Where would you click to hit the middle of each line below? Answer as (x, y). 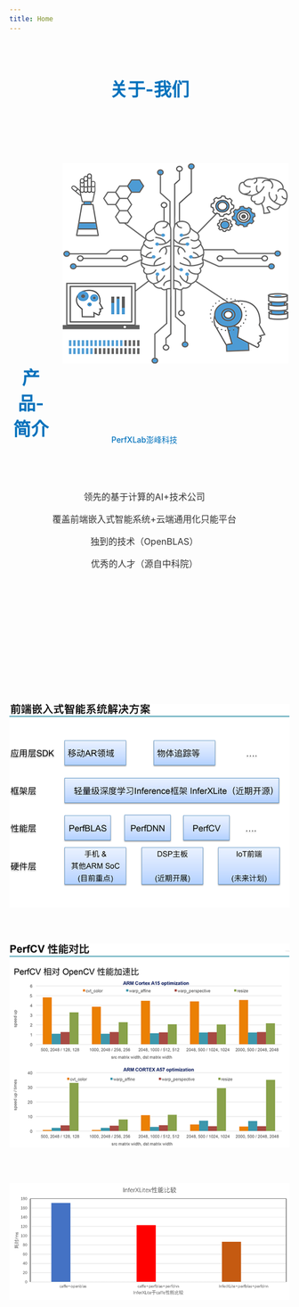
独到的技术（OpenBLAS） (144, 542)
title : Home (31, 19)
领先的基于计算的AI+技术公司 (144, 497)
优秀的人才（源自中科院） (144, 564)
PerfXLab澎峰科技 (144, 440)
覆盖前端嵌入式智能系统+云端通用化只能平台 (144, 519)
